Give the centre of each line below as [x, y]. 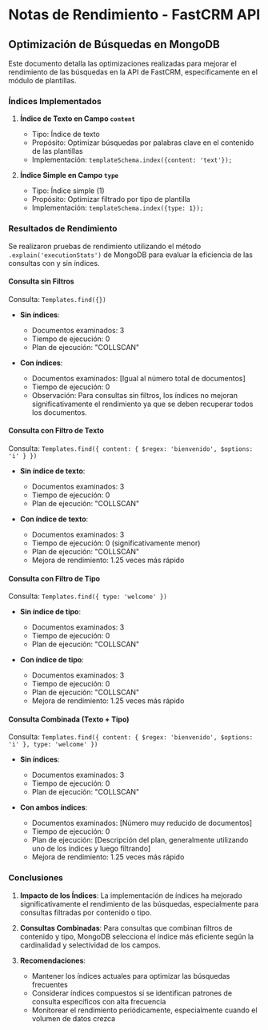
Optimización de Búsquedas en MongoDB [114, 44]
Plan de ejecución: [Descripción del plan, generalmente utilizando [140, 840]
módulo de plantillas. [43, 80]
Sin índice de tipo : [50, 612]
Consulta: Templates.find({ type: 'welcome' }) [88, 596]
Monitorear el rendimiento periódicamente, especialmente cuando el [144, 1010]
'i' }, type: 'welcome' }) [53, 745]
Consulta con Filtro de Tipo [54, 578]
